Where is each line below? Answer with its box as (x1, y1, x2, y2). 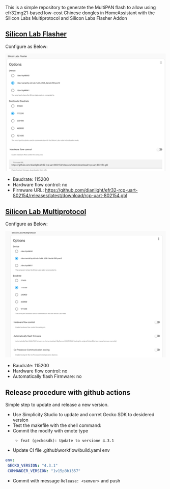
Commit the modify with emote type (12, 428, 88, 434)
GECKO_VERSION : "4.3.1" (7, 463, 58, 468)
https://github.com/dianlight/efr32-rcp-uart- (45, 187, 138, 193)
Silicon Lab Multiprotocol (5, 207, 87, 216)
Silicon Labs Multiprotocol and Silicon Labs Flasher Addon (5, 15, 127, 21)
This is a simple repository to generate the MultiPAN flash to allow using (5, 5, 156, 10)
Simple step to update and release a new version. (5, 402, 109, 408)
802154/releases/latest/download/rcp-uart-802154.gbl (12, 193, 127, 199)
